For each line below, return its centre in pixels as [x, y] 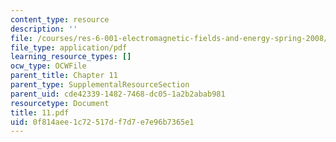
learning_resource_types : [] [71, 57]
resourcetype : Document [60, 103]
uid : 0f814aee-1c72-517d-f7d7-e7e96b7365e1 [102, 122]
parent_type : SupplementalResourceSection [100, 85]
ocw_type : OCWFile [48, 66]
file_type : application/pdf [69, 47]
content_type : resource [60, 19]
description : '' [44, 29]
